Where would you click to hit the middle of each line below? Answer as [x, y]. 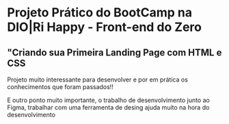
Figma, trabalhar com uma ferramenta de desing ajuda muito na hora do [108, 107]
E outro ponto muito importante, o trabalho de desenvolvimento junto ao [108, 100]
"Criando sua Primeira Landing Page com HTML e [114, 52]
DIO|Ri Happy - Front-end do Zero [104, 27]
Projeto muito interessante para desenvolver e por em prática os [97, 79]
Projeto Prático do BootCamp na [100, 13]
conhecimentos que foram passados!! [60, 87]
